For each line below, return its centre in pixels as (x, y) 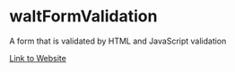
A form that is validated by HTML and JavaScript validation (118, 41)
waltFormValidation (83, 16)
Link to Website (38, 58)
